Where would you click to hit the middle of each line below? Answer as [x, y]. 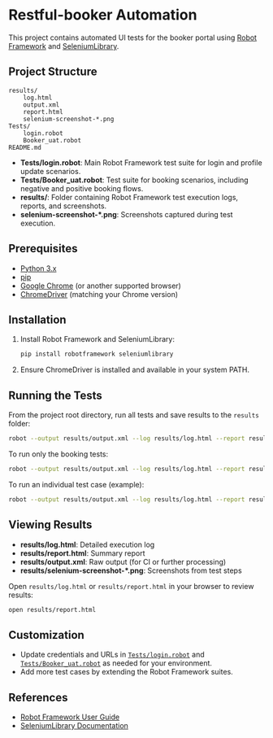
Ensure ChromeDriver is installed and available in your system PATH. [135, 370]
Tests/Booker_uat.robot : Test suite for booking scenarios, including [134, 180]
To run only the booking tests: [58, 454]
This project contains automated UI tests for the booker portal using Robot [133, 37]
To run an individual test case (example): [76, 484]
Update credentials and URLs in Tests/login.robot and [112, 655]
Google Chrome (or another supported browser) [100, 286]
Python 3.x [38, 268]
